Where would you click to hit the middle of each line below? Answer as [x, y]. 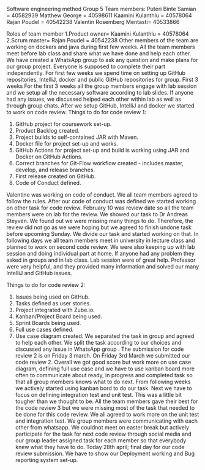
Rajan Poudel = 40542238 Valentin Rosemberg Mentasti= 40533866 [93, 22]
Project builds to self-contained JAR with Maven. [77, 137]
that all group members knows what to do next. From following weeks [103, 382]
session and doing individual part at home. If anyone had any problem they [100, 253]
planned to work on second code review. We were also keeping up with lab [101, 247]
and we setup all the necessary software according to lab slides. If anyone [100, 92]
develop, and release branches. [55, 170]
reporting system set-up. [47, 460]
